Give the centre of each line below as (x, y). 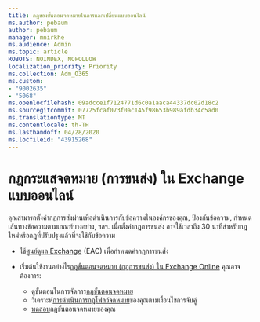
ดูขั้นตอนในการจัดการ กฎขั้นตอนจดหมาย (82, 291)
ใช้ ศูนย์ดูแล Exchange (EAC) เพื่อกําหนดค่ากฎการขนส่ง (94, 251)
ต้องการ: (30, 276)
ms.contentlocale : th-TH (49, 125)
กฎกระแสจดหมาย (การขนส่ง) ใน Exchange (126, 178)
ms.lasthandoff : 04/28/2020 (54, 132)
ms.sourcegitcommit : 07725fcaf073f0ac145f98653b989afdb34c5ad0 (114, 111)
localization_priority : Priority (63, 67)
